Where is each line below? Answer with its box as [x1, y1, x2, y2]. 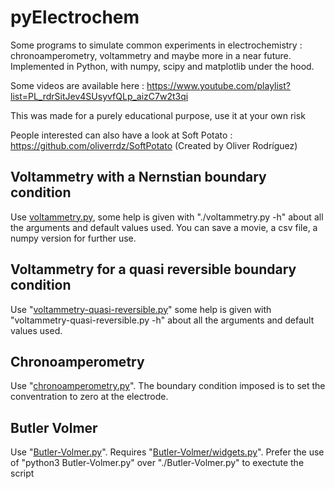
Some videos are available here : [10, 79, 145, 91]
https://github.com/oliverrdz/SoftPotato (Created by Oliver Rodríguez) [10, 139, 298, 151]
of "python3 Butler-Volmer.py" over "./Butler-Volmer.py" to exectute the [10, 457, 305, 469]
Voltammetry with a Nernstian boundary [10, 169, 267, 186]
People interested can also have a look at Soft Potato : [10, 129, 233, 141]
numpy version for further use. [10, 232, 137, 244]
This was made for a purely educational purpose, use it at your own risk [10, 109, 306, 121]
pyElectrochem [10, 6, 140, 29]
